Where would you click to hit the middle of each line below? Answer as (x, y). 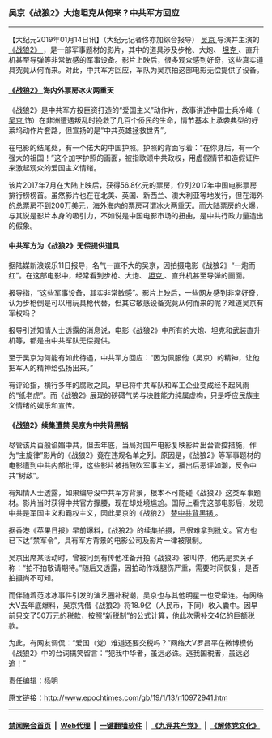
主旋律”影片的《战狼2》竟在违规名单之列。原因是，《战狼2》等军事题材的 (140, 455)
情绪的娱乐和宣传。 (47, 405)
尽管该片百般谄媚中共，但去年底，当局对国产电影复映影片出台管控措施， (129, 445)
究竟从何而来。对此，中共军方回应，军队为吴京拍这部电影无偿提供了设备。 (139, 70)
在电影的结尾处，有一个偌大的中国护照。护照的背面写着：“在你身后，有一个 (134, 147)
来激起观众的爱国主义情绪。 (55, 167)
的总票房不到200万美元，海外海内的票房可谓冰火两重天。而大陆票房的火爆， (136, 205)
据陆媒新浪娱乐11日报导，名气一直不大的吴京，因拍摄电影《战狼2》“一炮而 (132, 265)
